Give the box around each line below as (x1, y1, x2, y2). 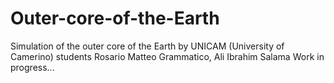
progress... (10, 61, 55, 73)
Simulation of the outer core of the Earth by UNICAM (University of (10, 40, 285, 52)
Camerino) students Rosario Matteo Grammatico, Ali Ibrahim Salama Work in (10, 50, 325, 62)
